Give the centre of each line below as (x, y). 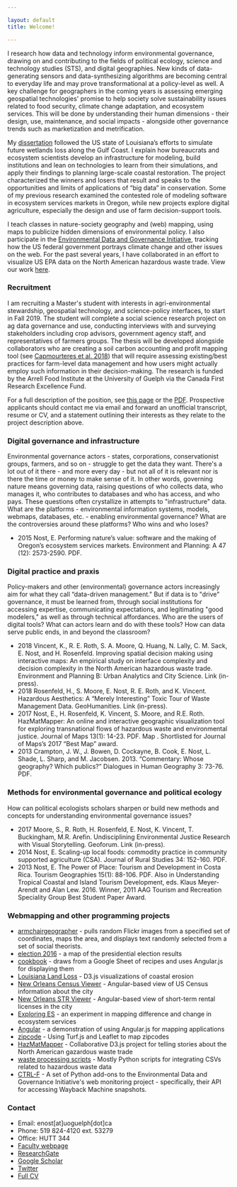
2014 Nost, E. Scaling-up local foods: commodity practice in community (122, 852)
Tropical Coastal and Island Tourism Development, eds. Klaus (107, 882)
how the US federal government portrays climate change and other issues (115, 246)
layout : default (31, 20)
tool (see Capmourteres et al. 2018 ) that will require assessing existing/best (117, 356)
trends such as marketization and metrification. (76, 128)
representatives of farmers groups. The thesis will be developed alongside (116, 341)
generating (23, 76)
